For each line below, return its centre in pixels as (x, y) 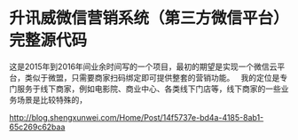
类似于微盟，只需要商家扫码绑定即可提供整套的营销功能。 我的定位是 (152, 77)
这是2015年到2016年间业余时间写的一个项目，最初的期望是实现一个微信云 (143, 66)
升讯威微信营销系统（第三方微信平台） (149, 18)
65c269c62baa (37, 127)
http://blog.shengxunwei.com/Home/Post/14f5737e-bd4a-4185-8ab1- (137, 117)
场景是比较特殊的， (51, 99)
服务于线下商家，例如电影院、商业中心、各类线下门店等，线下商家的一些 (149, 89)
